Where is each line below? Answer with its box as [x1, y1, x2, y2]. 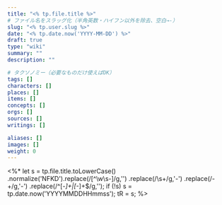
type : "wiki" [7, 43, 46, 50]
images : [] [7, 141, 40, 148]
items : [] [7, 95, 37, 102]
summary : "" [7, 50, 42, 57]
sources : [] [7, 115, 42, 122]
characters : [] [7, 82, 52, 89]
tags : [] [7, 76, 33, 83]
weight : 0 [7, 148, 37, 155]
